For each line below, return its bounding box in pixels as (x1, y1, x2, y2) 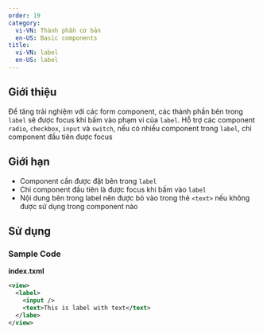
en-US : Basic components (15, 33, 98, 42)
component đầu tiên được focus (8, 132, 113, 142)
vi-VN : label (15, 49, 59, 56)
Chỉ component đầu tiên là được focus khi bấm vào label (19, 184, 207, 194)
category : (8, 19, 41, 27)
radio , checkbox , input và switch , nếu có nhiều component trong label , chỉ (8, 123, 252, 133)
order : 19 (8, 11, 41, 20)
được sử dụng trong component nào (19, 201, 138, 211)
